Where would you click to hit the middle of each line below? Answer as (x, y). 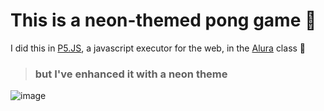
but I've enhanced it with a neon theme (131, 74)
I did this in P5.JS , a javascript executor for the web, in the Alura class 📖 (158, 48)
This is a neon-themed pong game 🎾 (163, 20)
